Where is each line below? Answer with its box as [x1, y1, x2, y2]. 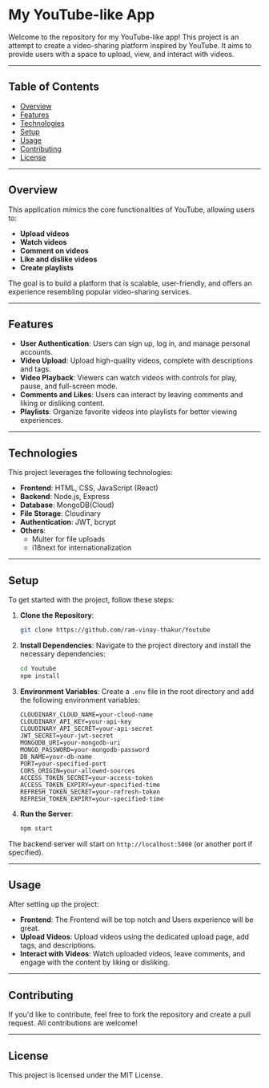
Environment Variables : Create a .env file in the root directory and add [19, 686, 255, 696]
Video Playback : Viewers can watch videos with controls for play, [19, 373, 238, 383]
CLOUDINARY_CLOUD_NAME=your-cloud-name [19, 710, 154, 719]
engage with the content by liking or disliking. [19, 957, 171, 968]
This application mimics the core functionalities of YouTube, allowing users [8, 205, 255, 214]
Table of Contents [8, 80, 100, 94]
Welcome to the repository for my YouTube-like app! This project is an [8, 32, 239, 42]
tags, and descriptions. [19, 940, 96, 950]
